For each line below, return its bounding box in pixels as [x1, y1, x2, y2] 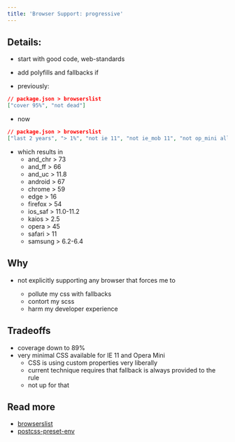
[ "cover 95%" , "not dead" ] [7, 102, 86, 109]
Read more [7, 401, 56, 413]
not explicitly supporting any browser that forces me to [17, 276, 176, 284]
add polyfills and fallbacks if [17, 68, 99, 77]
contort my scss [27, 297, 75, 305]
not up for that [27, 380, 70, 389]
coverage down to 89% [17, 343, 85, 351]
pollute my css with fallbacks [27, 289, 112, 298]
